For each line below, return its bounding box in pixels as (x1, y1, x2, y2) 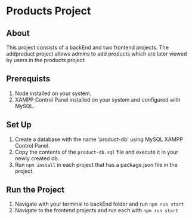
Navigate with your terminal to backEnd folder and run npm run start (14, 200, 184, 207)
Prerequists (6, 74, 51, 84)
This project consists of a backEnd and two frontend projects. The (6, 44, 169, 51)
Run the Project (6, 185, 64, 195)
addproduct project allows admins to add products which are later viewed (6, 50, 187, 57)
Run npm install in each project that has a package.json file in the (14, 161, 178, 168)
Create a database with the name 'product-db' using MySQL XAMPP (14, 136, 184, 143)
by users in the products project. (6, 57, 86, 63)
